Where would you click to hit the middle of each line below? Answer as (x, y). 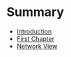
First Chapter (35, 38)
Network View (37, 46)
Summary (35, 12)
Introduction (34, 31)
